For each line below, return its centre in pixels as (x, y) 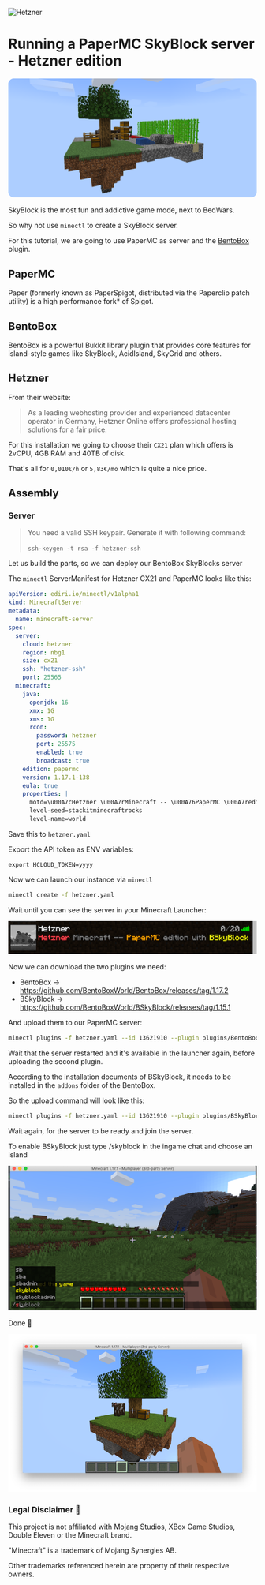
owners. (21, 1574)
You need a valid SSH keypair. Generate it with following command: (137, 533)
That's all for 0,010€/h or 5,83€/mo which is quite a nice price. (108, 468)
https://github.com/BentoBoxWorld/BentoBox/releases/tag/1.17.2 (124, 991)
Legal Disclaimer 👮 (45, 1509)
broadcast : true (63, 761)
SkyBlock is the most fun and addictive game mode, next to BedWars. (121, 210)
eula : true (40, 785)
